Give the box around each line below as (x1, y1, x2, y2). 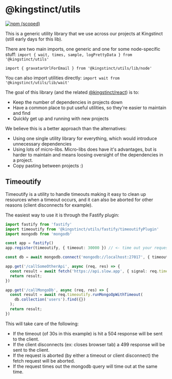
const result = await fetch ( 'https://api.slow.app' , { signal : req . (10, 268, 159, 274)
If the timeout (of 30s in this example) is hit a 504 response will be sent (12, 330, 163, 336)
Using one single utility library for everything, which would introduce (12, 135, 157, 142)
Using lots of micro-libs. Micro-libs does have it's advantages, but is (12, 146, 157, 152)
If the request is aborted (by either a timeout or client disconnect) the (12, 352, 159, 358)
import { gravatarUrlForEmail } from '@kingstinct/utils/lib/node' (5, 66, 153, 71)
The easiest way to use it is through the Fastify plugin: (5, 212, 119, 218)
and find (12, 110, 31, 116)
